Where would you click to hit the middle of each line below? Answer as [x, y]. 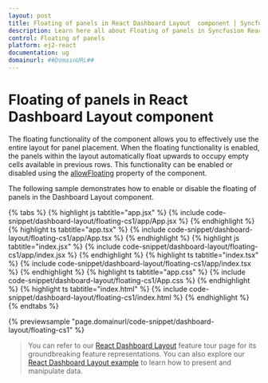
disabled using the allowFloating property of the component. [108, 173]
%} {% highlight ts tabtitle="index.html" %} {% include [98, 289]
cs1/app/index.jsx [37, 255]
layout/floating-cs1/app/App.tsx [60, 237]
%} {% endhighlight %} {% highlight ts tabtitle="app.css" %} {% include [127, 272]
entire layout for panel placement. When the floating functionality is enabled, [134, 147]
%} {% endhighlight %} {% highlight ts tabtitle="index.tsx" [163, 255]
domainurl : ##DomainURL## [51, 61]
